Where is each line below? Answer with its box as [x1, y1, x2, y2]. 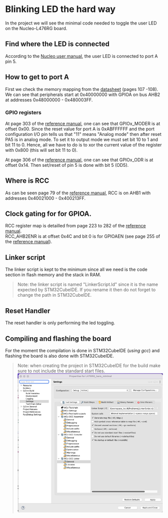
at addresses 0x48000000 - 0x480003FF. [5, 96, 93, 103]
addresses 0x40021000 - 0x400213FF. [5, 195, 86, 201]
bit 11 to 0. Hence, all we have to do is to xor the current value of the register [5, 141, 162, 148]
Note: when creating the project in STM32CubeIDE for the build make [17, 362, 161, 368]
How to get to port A [5, 73, 69, 81]
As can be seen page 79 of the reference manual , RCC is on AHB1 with [5, 190, 151, 196]
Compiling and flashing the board [5, 334, 111, 343]
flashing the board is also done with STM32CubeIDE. [5, 353, 114, 359]
